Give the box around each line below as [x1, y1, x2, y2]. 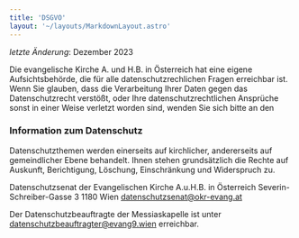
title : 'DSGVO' [9, 13, 67, 23]
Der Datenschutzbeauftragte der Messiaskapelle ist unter [9, 208, 222, 219]
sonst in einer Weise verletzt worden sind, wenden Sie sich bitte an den [9, 102, 275, 113]
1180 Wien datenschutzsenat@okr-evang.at [80, 191, 243, 202]
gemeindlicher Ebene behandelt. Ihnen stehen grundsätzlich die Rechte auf [9, 154, 289, 165]
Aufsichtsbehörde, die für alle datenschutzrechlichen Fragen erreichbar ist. [9, 73, 288, 84]
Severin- [258, 181, 290, 192]
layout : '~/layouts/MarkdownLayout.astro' [9, 22, 171, 31]
